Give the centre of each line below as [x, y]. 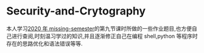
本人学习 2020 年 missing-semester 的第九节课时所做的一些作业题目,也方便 [99, 28]
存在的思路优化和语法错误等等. [45, 43]
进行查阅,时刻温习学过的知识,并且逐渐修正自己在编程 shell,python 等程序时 [104, 36]
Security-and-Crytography [76, 11]
